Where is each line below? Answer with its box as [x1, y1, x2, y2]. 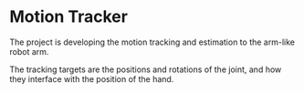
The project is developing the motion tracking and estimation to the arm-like [9, 36, 295, 47]
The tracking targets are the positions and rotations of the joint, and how [9, 64, 282, 75]
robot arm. [9, 46, 49, 57]
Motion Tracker [9, 6, 128, 27]
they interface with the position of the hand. [9, 73, 174, 84]
